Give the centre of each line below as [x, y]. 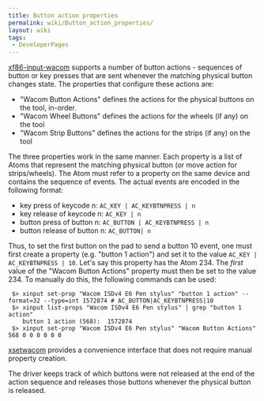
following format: [36, 190]
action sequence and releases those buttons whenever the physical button [130, 382]
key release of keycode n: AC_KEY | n [80, 214]
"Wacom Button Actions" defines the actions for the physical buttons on [137, 99]
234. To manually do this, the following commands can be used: [112, 279]
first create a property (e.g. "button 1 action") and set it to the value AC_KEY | [133, 254]
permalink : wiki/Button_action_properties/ [81, 23]
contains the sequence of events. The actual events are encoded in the [124, 182]
